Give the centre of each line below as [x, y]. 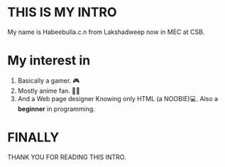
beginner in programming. [56, 109]
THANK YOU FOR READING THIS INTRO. [67, 157]
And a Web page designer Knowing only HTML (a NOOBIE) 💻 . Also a [118, 98]
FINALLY [33, 138]
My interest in [49, 61]
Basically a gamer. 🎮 [49, 80]
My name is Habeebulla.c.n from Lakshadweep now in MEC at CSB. [106, 32]
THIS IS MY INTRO [62, 12]
